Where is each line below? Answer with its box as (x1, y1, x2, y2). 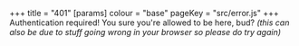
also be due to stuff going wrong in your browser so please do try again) (9, 27, 282, 37)
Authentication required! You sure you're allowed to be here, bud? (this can (9, 17, 290, 28)
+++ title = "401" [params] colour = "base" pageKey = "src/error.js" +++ (9, 8, 279, 18)
